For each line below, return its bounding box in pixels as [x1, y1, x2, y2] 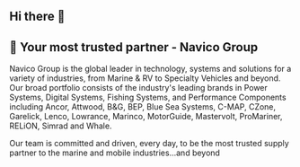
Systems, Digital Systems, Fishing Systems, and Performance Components [9, 92, 287, 103]
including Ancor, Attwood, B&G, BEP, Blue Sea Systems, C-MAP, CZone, [9, 101, 277, 112]
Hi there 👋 [9, 9, 66, 24]
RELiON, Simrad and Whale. [9, 120, 112, 131]
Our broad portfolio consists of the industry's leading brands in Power [9, 83, 268, 93]
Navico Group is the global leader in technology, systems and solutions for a [9, 64, 292, 75]
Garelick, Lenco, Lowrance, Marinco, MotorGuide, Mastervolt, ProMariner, [9, 111, 283, 122]
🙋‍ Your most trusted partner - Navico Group [9, 40, 259, 55]
